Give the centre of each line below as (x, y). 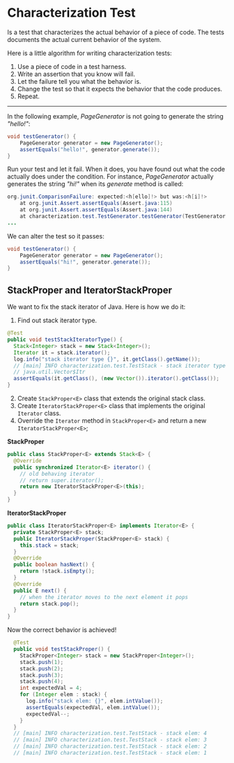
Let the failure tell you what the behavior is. (79, 81)
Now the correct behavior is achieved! (62, 630)
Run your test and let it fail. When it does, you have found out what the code (116, 169)
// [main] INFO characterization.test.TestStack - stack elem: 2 (110, 747)
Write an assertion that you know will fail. (76, 74)
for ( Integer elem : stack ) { (64, 695)
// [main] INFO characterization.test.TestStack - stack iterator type (120, 365)
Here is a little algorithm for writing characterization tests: (89, 53)
